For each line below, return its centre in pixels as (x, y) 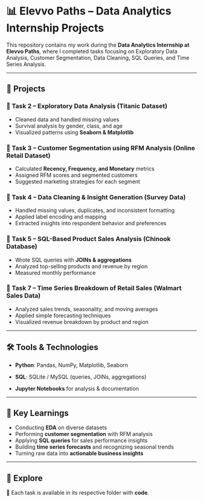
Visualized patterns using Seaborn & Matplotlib (74, 132)
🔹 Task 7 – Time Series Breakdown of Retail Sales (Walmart (94, 288)
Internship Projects (55, 28)
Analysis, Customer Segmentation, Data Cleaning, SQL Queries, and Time (98, 58)
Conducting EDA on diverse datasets (61, 428)
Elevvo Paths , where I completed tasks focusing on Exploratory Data (92, 51)
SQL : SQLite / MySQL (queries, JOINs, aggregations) (81, 377)
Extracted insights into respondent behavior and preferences (91, 223)
